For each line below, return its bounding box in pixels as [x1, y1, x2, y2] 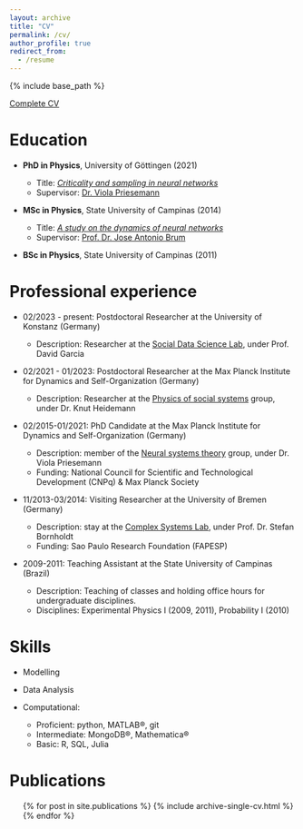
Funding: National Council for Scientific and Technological [35, 467, 254, 478]
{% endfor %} [22, 810, 75, 821]
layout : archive [9, 13, 71, 23]
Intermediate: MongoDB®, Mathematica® [35, 728, 190, 740]
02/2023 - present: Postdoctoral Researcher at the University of [22, 311, 263, 322]
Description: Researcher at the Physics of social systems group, [35, 392, 276, 404]
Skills [9, 637, 52, 657]
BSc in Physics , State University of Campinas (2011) [22, 249, 218, 260]
